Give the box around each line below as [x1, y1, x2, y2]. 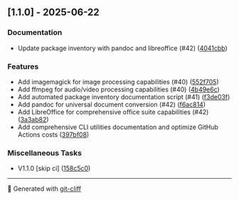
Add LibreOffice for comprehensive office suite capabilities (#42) [17, 107, 209, 116]
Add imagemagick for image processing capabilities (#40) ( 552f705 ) [17, 77, 219, 86]
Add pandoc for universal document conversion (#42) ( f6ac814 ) [17, 100, 206, 109]
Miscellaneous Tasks [7, 148, 82, 157]
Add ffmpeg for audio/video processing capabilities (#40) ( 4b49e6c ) [17, 85, 221, 94]
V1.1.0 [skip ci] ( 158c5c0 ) [17, 164, 91, 173]
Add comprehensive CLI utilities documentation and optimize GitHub [17, 123, 219, 131]
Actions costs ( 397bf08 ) [17, 130, 90, 138]
